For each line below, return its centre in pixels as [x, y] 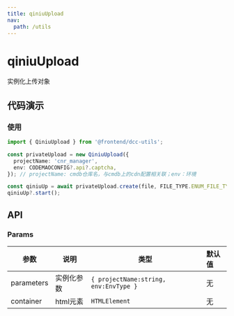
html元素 [69, 301]
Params [20, 234]
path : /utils [32, 27]
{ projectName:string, [128, 279]
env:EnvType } [114, 286]
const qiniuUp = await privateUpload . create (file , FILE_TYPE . [99, 187]
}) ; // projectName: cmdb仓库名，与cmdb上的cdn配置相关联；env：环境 [102, 174]
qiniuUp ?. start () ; [34, 193]
